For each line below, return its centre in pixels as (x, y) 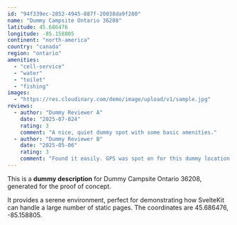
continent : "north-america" (49, 40)
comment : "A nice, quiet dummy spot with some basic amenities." (119, 132)
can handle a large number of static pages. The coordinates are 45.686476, (118, 207)
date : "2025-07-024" (50, 119)
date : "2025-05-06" (49, 146)
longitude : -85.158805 (41, 34)
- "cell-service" (39, 67)
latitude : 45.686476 (38, 27)
